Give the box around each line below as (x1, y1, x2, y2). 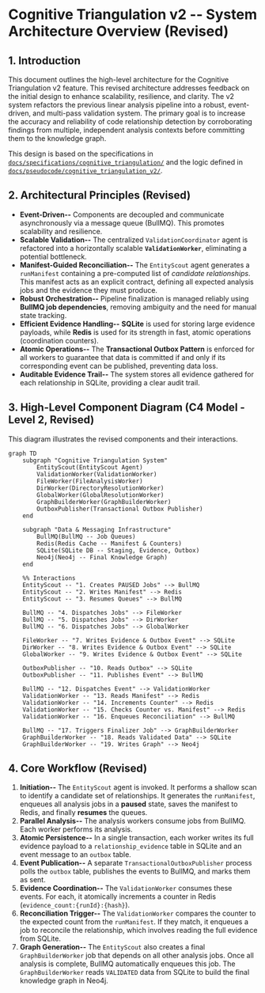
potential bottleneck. (19, 252, 87, 261)
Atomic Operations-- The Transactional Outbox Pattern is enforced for (19, 344, 255, 354)
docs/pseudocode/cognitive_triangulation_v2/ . (8, 166, 163, 175)
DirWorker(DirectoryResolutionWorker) (36, 484, 165, 492)
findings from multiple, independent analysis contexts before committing (8, 125, 245, 135)
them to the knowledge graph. (8, 134, 107, 143)
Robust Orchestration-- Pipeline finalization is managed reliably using (19, 294, 249, 303)
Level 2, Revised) (8, 413, 95, 426)
